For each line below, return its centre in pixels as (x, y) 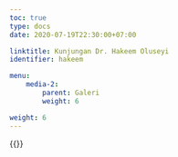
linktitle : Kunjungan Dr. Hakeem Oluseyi (89, 51)
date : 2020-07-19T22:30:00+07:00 (73, 34)
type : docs (30, 26)
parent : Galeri (71, 93)
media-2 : (42, 84)
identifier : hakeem (47, 60)
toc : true (28, 18)
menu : (20, 76)
